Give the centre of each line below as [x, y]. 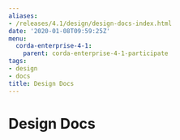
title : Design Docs [41, 83]
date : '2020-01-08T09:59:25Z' [60, 31]
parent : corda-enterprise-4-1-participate [96, 53]
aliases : [23, 16]
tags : [17, 62]
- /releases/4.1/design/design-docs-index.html [90, 23]
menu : [17, 38]
